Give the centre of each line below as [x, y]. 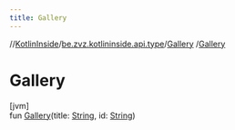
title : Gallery [38, 18]
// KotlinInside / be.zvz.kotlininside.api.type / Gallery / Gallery [117, 44]
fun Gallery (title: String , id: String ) [72, 115]
